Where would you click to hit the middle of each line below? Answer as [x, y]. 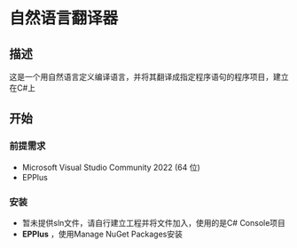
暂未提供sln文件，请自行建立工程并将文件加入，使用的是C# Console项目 [154, 222]
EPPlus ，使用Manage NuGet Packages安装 [102, 234]
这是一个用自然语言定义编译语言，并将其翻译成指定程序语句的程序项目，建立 [149, 77]
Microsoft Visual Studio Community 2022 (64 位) [111, 167]
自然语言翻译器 [64, 18]
